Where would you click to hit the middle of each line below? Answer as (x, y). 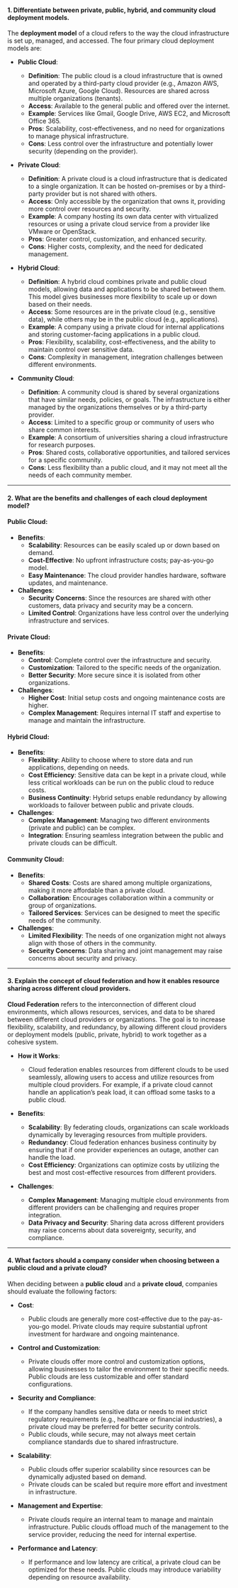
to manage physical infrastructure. (78, 136)
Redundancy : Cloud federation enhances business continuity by (122, 1142)
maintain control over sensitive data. (81, 350)
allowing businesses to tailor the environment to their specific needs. (129, 1369)
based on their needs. (60, 305)
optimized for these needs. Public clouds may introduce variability (125, 1570)
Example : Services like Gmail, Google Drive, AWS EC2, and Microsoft (129, 114)
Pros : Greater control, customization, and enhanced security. (117, 239)
